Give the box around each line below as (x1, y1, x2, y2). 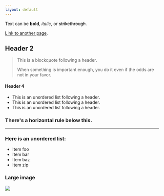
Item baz (12, 157, 30, 163)
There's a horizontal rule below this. (5, 117, 93, 123)
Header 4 (5, 83, 24, 89)
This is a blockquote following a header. (17, 57, 97, 63)
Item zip (12, 162, 29, 168)
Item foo (12, 147, 29, 152)
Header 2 (5, 45, 34, 53)
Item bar (12, 151, 29, 157)
